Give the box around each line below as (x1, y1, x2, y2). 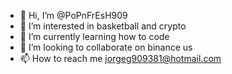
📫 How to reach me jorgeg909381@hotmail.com (19, 53, 222, 64)
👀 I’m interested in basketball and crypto (19, 20, 187, 32)
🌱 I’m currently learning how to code (19, 31, 170, 42)
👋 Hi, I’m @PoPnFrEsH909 (19, 10, 128, 21)
